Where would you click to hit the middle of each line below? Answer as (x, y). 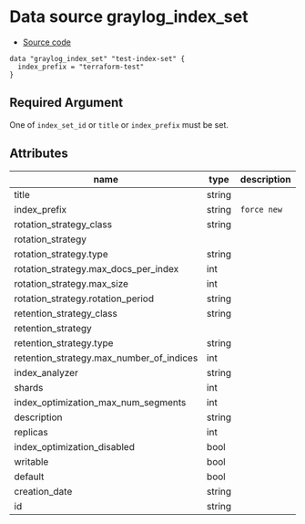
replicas (31, 432)
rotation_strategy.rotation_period (84, 299)
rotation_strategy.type (61, 254)
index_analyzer (46, 372)
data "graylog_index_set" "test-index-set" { (97, 58)
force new (261, 209)
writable (31, 461)
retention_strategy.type (64, 342)
